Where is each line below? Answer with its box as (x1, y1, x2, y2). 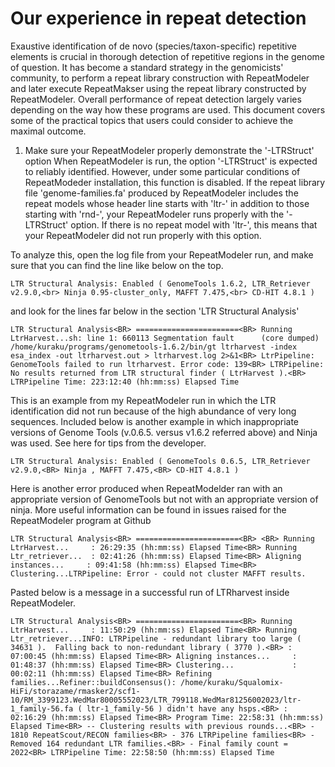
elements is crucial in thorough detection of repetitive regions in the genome (10, 50, 325, 62)
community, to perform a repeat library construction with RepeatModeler (10, 72, 310, 84)
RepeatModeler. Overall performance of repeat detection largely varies (10, 93, 302, 105)
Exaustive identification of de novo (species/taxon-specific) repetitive (10, 40, 298, 52)
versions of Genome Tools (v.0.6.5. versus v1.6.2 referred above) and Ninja (10, 426, 318, 438)
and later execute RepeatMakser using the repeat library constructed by (10, 82, 307, 94)
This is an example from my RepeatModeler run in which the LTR (10, 394, 277, 406)
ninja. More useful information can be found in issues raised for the (10, 503, 287, 516)
